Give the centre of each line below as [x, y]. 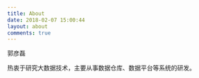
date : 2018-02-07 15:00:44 [46, 20]
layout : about [28, 26]
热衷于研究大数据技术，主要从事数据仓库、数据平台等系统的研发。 [101, 68]
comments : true [29, 33]
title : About [26, 13]
